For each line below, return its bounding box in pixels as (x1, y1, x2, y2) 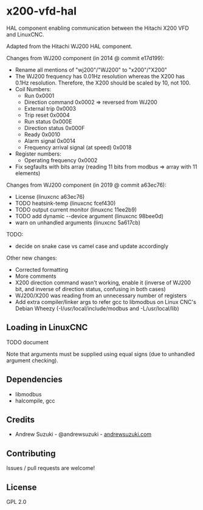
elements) (15, 169, 41, 177)
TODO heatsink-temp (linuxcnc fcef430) (15, 199, 116, 207)
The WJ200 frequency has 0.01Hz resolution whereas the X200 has (15, 72, 185, 80)
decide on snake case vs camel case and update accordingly (15, 242, 169, 250)
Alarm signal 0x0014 (24, 137, 76, 144)
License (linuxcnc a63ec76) (15, 193, 85, 200)
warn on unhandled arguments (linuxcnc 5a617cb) (15, 219, 141, 226)
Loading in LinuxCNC (6, 322, 88, 333)
